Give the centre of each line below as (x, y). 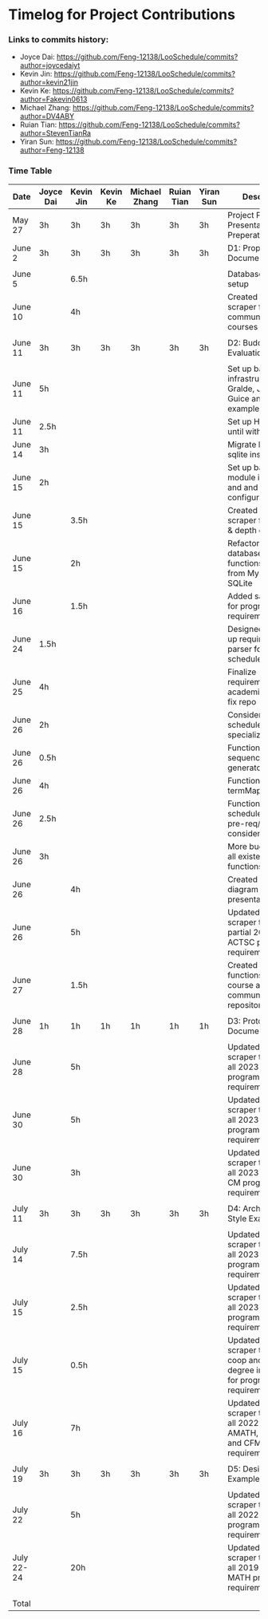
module (241, 477)
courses (242, 326)
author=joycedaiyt (50, 65)
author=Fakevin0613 (53, 99)
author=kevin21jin (49, 82)
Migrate (242, 444)
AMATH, (243, 1432)
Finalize (242, 672)
